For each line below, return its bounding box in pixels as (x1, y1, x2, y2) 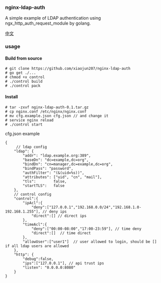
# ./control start (5, 122, 43, 127)
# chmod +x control (5, 75, 45, 80)
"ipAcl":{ (23, 200, 43, 205)
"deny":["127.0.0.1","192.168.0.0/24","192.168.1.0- (31, 205, 141, 210)
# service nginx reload (5, 118, 54, 123)
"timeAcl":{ (23, 222, 48, 227)
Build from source (5, 55, 43, 61)
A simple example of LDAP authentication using (5, 15, 101, 21)
